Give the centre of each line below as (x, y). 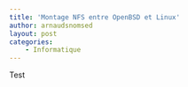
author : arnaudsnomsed (51, 25)
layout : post (33, 33)
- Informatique (53, 50)
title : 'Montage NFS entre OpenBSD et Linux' (94, 17)
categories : (31, 42)
